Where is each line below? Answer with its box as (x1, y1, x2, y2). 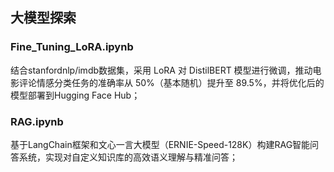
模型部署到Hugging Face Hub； (10, 89, 141, 101)
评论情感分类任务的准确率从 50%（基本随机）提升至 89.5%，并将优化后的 (18, 76, 325, 88)
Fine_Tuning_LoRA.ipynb (10, 40, 134, 54)
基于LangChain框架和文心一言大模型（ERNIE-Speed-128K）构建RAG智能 (10, 138, 311, 150)
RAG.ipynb (10, 114, 64, 128)
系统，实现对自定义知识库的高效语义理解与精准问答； (18, 151, 238, 163)
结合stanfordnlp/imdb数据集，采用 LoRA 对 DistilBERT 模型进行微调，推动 (10, 64, 313, 76)
